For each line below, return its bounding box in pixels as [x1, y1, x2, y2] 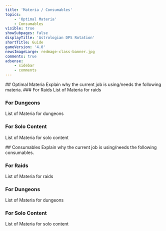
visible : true [5, 26, 35, 31]
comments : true [5, 53, 37, 59]
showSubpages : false [5, 30, 48, 35]
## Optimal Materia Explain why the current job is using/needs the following [5, 81, 161, 87]
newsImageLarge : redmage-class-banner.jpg [5, 49, 95, 54]
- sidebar [14, 63, 35, 68]
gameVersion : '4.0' [5, 44, 46, 49]
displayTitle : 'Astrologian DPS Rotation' [5, 35, 95, 40]
